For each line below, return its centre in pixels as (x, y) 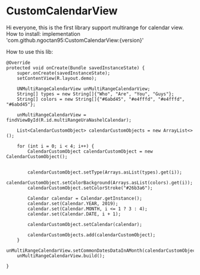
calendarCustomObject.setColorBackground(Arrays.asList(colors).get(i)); (100, 183)
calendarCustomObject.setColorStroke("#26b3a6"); (90, 188)
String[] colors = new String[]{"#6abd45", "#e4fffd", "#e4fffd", (101, 99)
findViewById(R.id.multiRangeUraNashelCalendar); (69, 120)
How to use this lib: (30, 51)
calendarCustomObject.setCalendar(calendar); (85, 224)
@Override (18, 63)
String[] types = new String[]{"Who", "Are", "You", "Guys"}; (96, 94)
